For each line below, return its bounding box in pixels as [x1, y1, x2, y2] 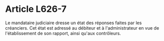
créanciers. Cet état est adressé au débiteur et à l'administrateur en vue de [5, 25, 160, 31]
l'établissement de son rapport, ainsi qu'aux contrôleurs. [5, 30, 121, 36]
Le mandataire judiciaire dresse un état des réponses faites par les [5, 20, 142, 26]
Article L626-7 [5, 3, 67, 15]
